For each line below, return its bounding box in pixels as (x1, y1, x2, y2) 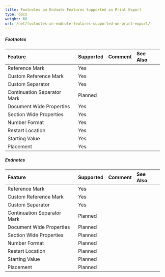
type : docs (5, 12, 27, 17)
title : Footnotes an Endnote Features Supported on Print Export (5, 7, 141, 12)
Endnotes (5, 157, 26, 163)
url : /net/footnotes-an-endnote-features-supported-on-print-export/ (5, 21, 151, 26)
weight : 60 (5, 16, 27, 21)
